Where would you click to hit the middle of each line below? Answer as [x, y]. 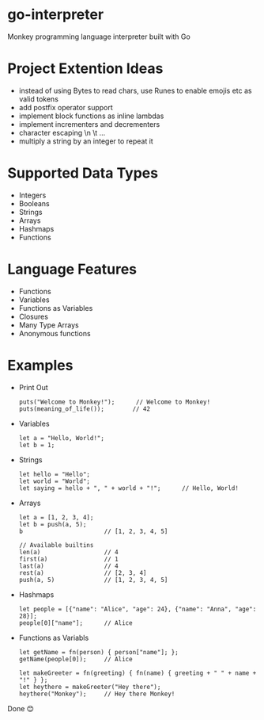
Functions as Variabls [54, 638]
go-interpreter [56, 15]
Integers [32, 195]
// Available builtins [56, 545]
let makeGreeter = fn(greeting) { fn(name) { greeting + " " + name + [138, 673]
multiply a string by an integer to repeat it [86, 141]
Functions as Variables [56, 308]
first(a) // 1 [69, 559]
